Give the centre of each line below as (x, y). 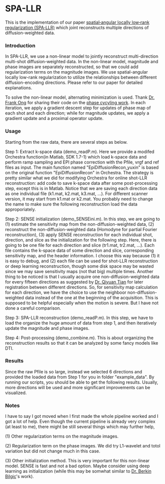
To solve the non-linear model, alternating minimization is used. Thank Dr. (80, 97)
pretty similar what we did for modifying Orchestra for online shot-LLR (76, 178)
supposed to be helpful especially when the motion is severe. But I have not (82, 303)
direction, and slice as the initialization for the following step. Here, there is (81, 240)
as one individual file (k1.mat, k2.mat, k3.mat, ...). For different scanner (77, 194)
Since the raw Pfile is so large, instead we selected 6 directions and (74, 371)
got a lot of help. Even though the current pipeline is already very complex (80, 422)
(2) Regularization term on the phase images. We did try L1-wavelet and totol (83, 446)
